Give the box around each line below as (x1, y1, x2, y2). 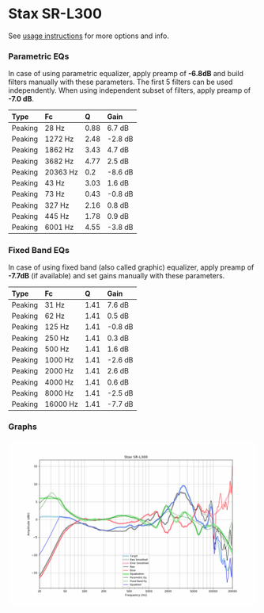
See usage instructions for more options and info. (8, 31, 170, 40)
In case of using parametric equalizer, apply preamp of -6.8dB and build (8, 69, 243, 79)
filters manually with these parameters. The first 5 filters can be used (8, 77, 233, 87)
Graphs (8, 421, 37, 432)
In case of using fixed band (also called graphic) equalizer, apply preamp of (8, 262, 255, 272)
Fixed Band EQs (8, 244, 70, 255)
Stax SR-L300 (8, 5, 103, 23)
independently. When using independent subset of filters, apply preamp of (8, 86, 251, 95)
